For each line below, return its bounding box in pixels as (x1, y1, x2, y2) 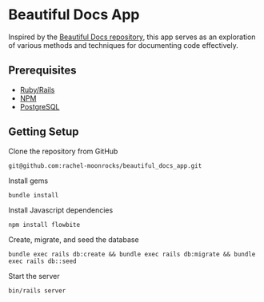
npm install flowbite (8, 221, 81, 228)
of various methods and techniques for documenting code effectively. (8, 40, 238, 50)
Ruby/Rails (19, 85, 55, 94)
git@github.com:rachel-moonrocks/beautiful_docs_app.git (8, 161, 202, 169)
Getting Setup (8, 125, 79, 139)
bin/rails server (8, 286, 66, 295)
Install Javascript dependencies (8, 205, 114, 215)
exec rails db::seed (8, 257, 78, 265)
